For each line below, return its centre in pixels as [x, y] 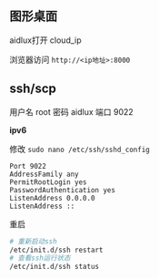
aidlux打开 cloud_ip [45, 40]
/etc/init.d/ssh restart [56, 250]
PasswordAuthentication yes [63, 190]
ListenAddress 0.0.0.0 [52, 198]
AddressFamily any [44, 174]
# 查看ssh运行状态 [40, 258]
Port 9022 [28, 166]
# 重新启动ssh [33, 241]
